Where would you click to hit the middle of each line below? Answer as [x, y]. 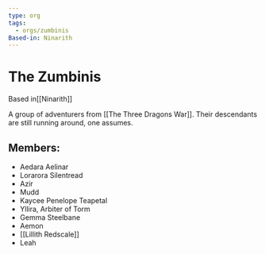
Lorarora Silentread [51, 175]
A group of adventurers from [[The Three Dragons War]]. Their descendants [133, 114]
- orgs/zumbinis [42, 30]
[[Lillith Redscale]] [49, 234]
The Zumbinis [55, 77]
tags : [17, 23]
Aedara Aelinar [44, 167]
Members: [35, 148]
